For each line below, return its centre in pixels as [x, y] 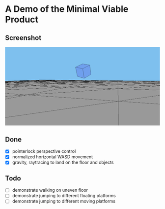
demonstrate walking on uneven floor [50, 190]
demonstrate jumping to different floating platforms [64, 196]
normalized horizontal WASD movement [53, 157]
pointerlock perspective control [44, 151]
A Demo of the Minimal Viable [67, 9]
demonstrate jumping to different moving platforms [64, 201]
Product [22, 19]
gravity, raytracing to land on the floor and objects [63, 162]
